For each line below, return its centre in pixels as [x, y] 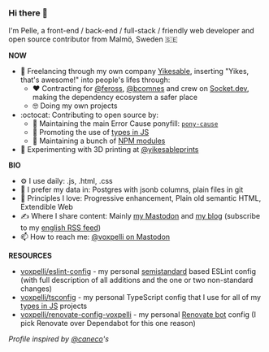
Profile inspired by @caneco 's [59, 339]
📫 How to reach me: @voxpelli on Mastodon [95, 237]
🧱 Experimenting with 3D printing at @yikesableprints [109, 150]
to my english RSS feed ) [61, 228]
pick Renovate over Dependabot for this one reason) [108, 324]
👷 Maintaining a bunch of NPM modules [99, 141]
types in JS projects [54, 306]
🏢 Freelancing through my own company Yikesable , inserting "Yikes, [134, 72]
